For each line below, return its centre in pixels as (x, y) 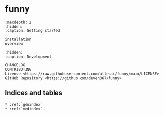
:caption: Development (28, 57)
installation (18, 39)
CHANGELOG (15, 65)
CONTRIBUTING (18, 69)
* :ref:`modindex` (24, 109)
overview (14, 43)
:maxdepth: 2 (18, 22)
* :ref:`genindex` (24, 104)
